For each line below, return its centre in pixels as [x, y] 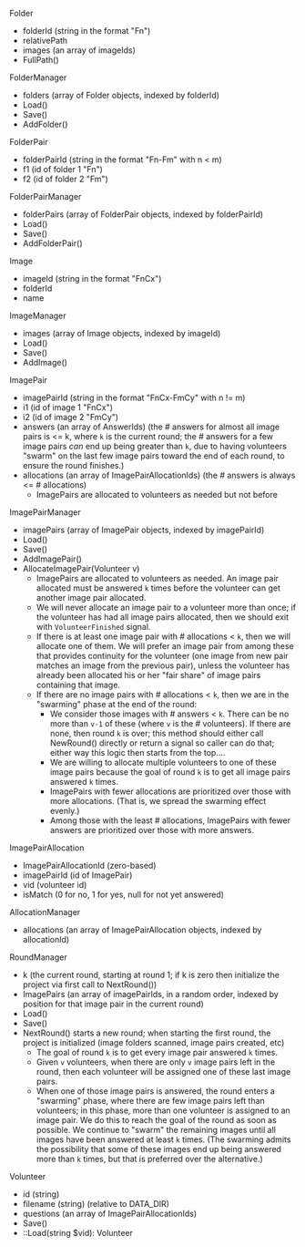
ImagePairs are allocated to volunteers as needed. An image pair [158, 578]
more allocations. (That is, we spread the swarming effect [158, 801]
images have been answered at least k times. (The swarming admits [163, 1139]
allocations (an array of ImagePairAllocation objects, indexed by [142, 930]
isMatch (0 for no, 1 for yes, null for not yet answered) [123, 894]
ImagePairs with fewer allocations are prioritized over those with [170, 791]
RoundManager [38, 957]
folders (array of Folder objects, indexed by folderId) [121, 95]
